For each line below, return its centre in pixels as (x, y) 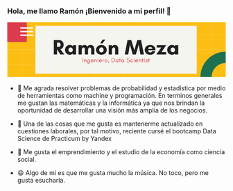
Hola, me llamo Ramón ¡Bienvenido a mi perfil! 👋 (89, 11)
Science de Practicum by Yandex (64, 139)
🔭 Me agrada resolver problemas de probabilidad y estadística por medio (121, 88)
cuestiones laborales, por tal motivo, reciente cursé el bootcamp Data (116, 131)
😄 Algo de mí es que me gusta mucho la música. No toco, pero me (113, 173)
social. (27, 160)
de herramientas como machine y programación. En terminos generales (120, 96)
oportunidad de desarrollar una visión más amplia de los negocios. (112, 110)
